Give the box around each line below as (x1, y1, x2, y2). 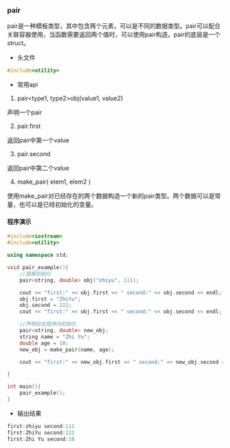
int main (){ (7, 383, 41, 390)
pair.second (16, 150, 51, 158)
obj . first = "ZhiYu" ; (19, 295, 81, 303)
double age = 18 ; (19, 340, 69, 347)
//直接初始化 (19, 270, 51, 277)
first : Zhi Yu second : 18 (7, 436, 75, 443)
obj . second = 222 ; (19, 302, 72, 309)
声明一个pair (7, 108, 42, 116)
